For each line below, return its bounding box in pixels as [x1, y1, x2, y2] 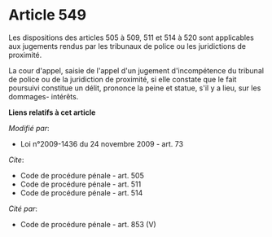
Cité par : [8, 204, 38, 213]
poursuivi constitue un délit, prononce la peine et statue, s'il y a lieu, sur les [8, 83, 261, 93]
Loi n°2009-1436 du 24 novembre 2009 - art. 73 [20, 138, 184, 148]
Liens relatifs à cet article [8, 108, 96, 117]
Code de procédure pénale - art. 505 [20, 170, 144, 180]
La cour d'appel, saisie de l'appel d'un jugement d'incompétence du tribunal [8, 65, 265, 75]
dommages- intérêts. [8, 91, 79, 101]
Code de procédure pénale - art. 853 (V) [20, 219, 156, 229]
